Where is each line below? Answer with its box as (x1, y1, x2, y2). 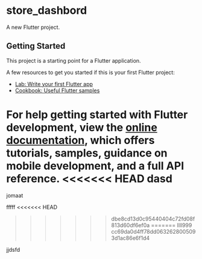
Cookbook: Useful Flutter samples (14, 87, 100, 94)
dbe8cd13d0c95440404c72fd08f (111, 215, 195, 222)
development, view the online (6, 120, 158, 134)
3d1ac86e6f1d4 (111, 234, 150, 242)
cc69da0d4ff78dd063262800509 (111, 228, 196, 235)
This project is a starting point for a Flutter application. (6, 57, 141, 64)
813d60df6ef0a (111, 221, 150, 229)
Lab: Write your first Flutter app (14, 80, 93, 87)
